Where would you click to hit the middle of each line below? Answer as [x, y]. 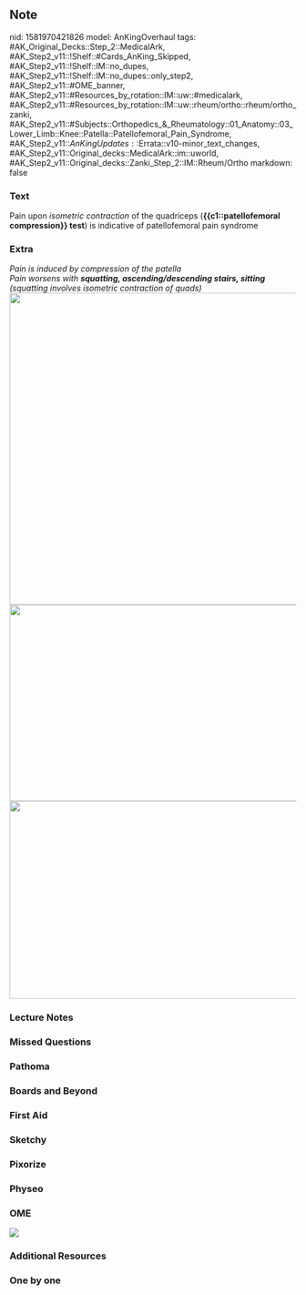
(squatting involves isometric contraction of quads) [106, 288]
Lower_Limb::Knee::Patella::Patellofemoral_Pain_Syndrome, [121, 133]
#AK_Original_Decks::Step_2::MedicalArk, [87, 46]
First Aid [29, 1116]
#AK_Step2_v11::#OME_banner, [67, 85]
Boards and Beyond [54, 1091]
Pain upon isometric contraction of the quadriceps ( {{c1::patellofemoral [145, 216]
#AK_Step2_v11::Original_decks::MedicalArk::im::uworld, [114, 153]
